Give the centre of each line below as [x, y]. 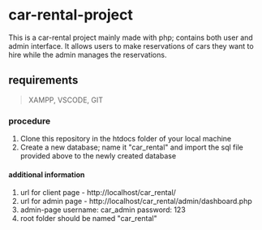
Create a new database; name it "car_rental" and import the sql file [131, 147]
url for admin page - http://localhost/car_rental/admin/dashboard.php [136, 202]
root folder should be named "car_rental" [88, 219]
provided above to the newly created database [98, 156]
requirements [43, 80]
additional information [47, 174]
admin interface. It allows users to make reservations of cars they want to [131, 46]
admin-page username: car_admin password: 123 [103, 210]
